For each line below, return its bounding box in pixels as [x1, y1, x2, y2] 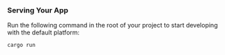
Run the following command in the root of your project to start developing [7, 21, 218, 30]
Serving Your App [7, 5, 68, 15]
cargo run [7, 42, 36, 49]
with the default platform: [7, 28, 80, 36]
